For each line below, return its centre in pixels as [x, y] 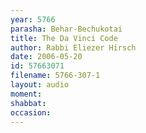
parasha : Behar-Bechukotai [66, 29]
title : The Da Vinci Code [64, 38]
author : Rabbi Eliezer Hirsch [73, 47]
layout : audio [40, 85]
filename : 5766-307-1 [55, 76]
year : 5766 [33, 19]
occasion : [31, 112]
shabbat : [28, 103]
